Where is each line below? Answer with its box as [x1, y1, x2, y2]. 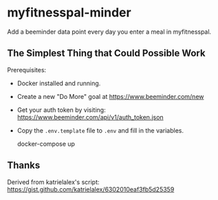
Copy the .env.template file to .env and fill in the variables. [17, 126, 184, 135]
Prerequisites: [7, 65, 47, 74]
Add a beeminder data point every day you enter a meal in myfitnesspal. [7, 27, 212, 36]
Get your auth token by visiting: [17, 105, 106, 114]
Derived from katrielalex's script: [7, 177, 100, 186]
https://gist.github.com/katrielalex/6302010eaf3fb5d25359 [7, 185, 175, 193]
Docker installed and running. [17, 79, 101, 87]
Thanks [7, 159, 41, 171]
